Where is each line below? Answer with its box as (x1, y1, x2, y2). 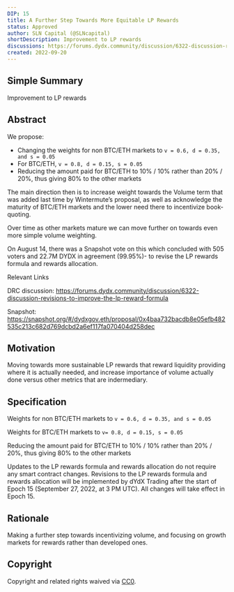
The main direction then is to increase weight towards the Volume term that (7, 188, 223, 196)
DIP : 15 (7, 10, 30, 17)
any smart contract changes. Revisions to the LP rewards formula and (7, 470, 208, 478)
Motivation (7, 342, 56, 354)
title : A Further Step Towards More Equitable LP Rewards (7, 17, 179, 24)
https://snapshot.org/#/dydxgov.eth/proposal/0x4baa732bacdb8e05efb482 (7, 315, 226, 323)
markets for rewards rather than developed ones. (7, 538, 148, 547)
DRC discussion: (7, 286, 54, 295)
